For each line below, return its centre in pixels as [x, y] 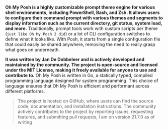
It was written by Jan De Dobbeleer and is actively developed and [75, 59]
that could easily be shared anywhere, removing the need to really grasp [80, 44]
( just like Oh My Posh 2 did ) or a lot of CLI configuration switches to [78, 34]
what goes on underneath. [33, 50]
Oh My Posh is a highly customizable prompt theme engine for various [80, 7]
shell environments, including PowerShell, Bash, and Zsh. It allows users [82, 12]
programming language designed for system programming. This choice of [82, 80]
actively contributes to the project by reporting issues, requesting [85, 111]
